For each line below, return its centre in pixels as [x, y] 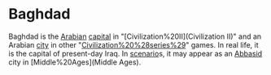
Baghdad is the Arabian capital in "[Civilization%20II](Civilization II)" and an [135, 36]
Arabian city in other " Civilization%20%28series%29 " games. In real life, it [133, 44]
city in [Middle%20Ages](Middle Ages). [75, 62]
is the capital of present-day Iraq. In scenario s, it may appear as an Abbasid [135, 53]
